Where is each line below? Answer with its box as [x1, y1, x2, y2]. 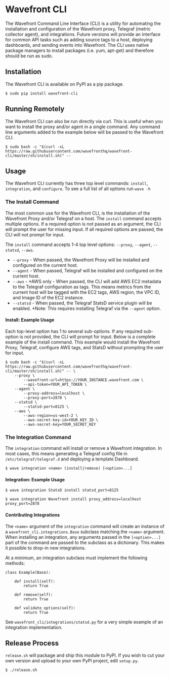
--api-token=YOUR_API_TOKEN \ [23, 382, 87, 387]
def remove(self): [14, 592, 53, 597]
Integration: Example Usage [5, 476, 65, 482]
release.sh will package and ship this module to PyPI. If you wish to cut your [5, 652, 165, 659]
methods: [5, 560, 25, 566]
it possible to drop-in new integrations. [5, 545, 86, 551]
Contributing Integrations [5, 512, 60, 518]
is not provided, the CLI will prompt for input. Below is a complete [19, 333, 156, 340]
